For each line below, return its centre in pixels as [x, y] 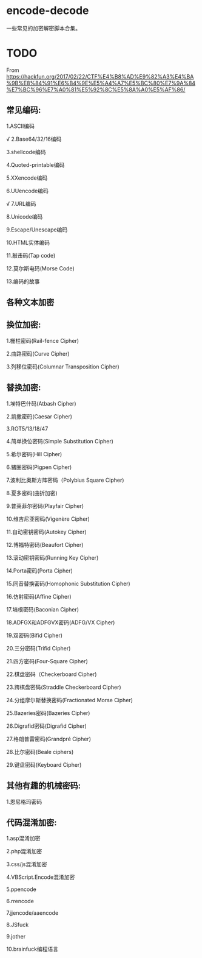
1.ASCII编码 [21, 126]
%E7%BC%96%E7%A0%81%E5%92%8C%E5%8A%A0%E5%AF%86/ [96, 90]
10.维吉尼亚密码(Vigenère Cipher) [48, 519]
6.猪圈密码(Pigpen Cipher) [39, 467]
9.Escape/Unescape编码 [37, 230]
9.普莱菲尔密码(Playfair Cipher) [45, 505]
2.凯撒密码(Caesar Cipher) [39, 416]
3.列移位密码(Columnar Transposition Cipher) [63, 367]
